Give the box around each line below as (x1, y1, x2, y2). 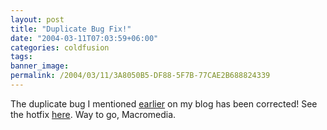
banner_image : (10, 61, 70, 71)
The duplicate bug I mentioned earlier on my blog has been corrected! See (10, 97, 318, 110)
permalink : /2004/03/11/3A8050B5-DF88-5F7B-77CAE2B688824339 (10, 71, 271, 81)
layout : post (10, 14, 65, 25)
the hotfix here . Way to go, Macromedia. (10, 108, 177, 120)
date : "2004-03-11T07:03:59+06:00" (10, 33, 159, 43)
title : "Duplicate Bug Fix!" (10, 24, 132, 34)
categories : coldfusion (10, 42, 110, 53)
